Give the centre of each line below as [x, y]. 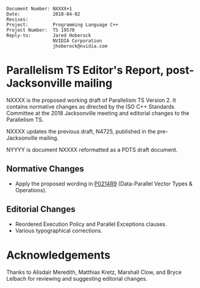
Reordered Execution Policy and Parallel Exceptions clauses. [91, 224]
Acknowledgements [59, 255]
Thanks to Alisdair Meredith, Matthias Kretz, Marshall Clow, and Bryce [94, 272]
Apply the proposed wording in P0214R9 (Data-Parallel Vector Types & [104, 184]
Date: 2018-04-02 [43, 14]
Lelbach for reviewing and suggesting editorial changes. [77, 278]
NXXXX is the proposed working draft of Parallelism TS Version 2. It [91, 100]
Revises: [17, 20]
